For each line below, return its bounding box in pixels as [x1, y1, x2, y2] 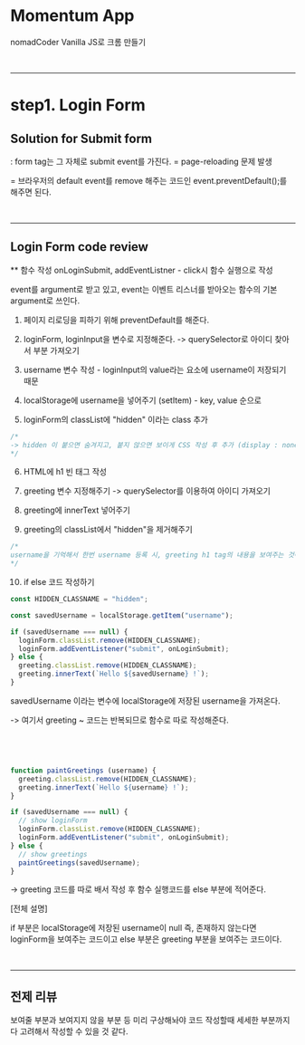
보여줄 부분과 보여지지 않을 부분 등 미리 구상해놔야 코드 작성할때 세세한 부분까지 [10, 1015, 291, 1026]
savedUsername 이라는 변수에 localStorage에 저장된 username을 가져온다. [10, 695, 281, 706]
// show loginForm [18, 816, 89, 825]
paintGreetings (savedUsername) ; [18, 858, 141, 868]
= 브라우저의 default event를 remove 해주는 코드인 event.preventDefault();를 [10, 175, 288, 186]
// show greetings [18, 849, 89, 858]
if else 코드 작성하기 [23, 577, 95, 587]
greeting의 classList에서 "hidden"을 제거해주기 [23, 524, 193, 535]
